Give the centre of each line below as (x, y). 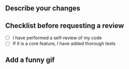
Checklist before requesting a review (65, 26)
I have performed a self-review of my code (57, 38)
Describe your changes (43, 8)
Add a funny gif (30, 60)
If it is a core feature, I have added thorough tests (64, 44)
